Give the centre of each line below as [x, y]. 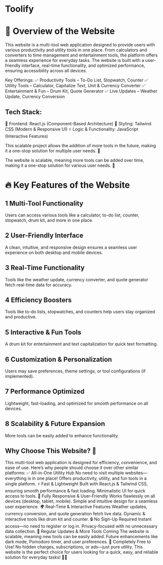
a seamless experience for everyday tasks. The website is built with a [75, 60]
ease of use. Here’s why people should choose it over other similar [72, 468]
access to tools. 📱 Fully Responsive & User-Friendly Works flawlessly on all [80, 496]
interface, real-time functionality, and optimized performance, [83, 66]
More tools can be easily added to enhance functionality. [62, 435]
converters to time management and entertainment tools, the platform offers [81, 55]
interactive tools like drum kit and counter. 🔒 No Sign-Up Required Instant [78, 519]
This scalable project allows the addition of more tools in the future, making [81, 145]
